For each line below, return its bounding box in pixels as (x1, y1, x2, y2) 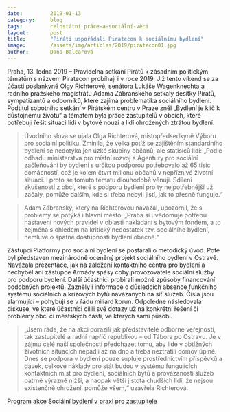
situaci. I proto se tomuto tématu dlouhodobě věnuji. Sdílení (23, 175, 192, 184)
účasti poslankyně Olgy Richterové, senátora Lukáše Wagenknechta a (7, 82, 205, 90)
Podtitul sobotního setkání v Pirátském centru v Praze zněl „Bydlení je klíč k (7, 104, 220, 112)
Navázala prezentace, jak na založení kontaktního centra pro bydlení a (7, 261, 205, 269)
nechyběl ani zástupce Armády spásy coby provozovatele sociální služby (7, 268, 214, 276)
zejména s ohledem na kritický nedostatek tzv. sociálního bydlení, (23, 225, 210, 234)
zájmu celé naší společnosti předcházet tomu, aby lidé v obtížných (23, 340, 213, 348)
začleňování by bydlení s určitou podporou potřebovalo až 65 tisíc (23, 161, 211, 169)
